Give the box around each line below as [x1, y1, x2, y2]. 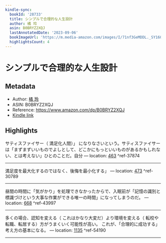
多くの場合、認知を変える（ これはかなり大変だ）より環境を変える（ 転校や [5, 215, 159, 221]
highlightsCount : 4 [9, 40, 50, 45]
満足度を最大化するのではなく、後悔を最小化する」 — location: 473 [5, 168, 142, 174]
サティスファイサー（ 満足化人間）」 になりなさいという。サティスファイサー [5, 140, 161, 146]
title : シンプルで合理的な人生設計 [9, 16, 73, 21]
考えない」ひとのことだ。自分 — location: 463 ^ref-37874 [22, 152, 140, 158]
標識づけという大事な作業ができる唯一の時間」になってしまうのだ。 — [5, 194, 149, 200]
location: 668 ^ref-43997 [5, 200, 56, 206]
